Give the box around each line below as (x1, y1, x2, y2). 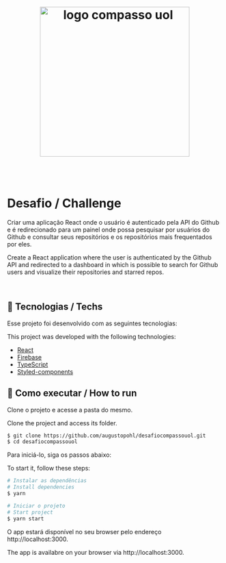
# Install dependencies (7, 484, 75, 491)
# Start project (7, 509, 53, 516)
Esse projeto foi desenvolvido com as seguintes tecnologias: (7, 319, 178, 327)
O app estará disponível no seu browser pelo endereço (7, 527, 162, 536)
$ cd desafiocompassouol (7, 438, 78, 445)
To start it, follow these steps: (7, 464, 91, 473)
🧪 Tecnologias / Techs (7, 301, 103, 313)
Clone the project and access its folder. (7, 418, 117, 427)
